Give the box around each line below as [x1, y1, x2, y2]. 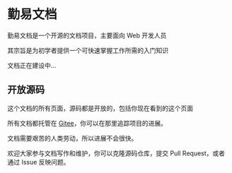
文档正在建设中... [7, 61, 57, 69]
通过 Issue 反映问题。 [7, 157, 70, 166]
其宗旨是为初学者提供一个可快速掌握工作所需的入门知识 [7, 46, 168, 54]
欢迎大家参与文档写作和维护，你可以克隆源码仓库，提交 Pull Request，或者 [7, 149, 225, 157]
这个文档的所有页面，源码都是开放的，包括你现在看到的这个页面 [7, 104, 193, 112]
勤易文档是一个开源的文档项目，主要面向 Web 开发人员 [7, 31, 167, 40]
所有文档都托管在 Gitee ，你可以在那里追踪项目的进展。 [7, 119, 168, 127]
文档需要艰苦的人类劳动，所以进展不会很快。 [7, 133, 138, 142]
